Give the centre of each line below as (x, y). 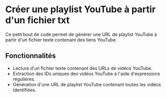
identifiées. (25, 90)
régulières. (24, 79)
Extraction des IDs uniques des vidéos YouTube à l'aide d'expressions (86, 74)
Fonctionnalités (31, 56)
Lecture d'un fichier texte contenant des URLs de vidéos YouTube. (82, 68)
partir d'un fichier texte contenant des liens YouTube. (61, 40)
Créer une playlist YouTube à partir (80, 9)
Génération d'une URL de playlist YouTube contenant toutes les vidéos (87, 84)
